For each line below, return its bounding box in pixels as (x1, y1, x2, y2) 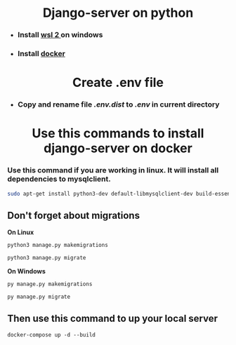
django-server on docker (43, 140, 193, 156)
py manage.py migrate (7, 293, 71, 300)
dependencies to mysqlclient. (7, 174, 111, 184)
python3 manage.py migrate (7, 255, 86, 262)
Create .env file (72, 75, 164, 90)
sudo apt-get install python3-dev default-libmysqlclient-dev (7, 190, 193, 197)
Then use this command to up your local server (7, 313, 218, 325)
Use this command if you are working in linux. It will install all (7, 165, 219, 175)
